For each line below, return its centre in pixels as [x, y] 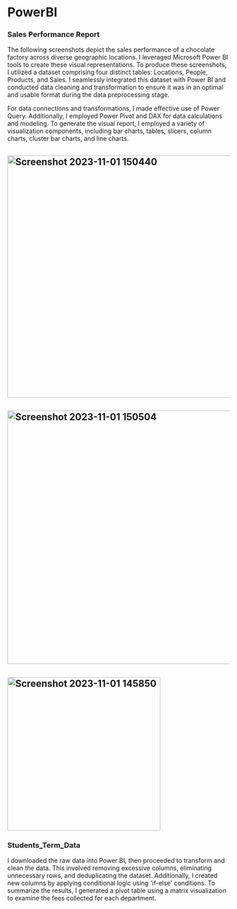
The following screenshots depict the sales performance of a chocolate [111, 50]
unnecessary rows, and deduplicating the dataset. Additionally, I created [113, 875]
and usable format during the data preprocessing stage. [89, 95]
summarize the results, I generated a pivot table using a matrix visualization [117, 890]
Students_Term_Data [44, 845]
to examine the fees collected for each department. [82, 898]
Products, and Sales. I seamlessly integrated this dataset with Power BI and [117, 80]
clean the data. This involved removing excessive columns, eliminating [110, 868]
